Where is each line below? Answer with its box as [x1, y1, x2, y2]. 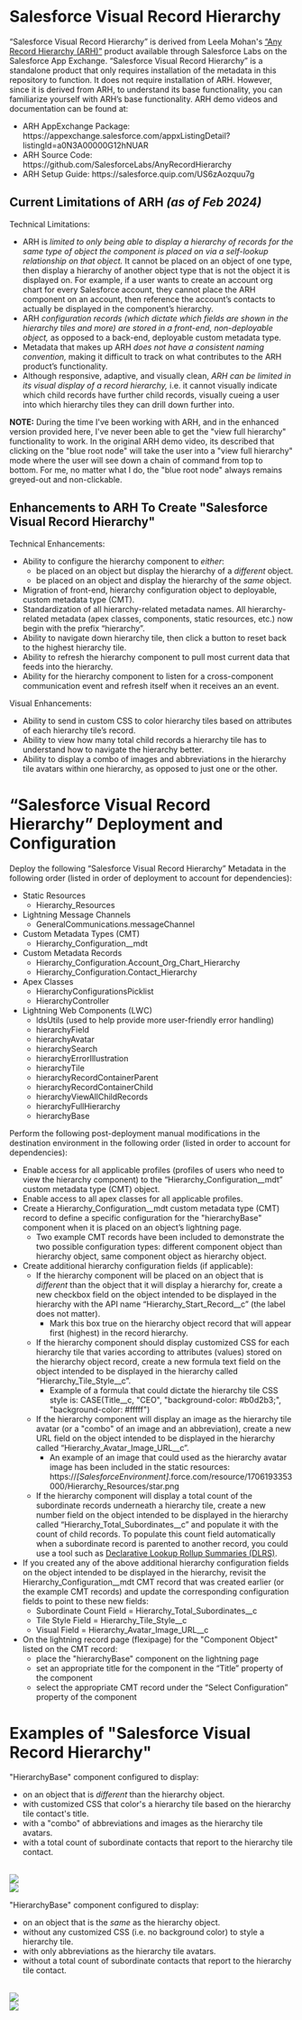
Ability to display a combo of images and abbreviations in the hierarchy [22, 753, 287, 764]
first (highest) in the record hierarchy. [49, 1327, 189, 1338]
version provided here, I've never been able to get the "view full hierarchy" [9, 426, 287, 436]
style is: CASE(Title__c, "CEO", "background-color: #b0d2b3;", [49, 1394, 282, 1405]
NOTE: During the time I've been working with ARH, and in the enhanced [9, 417, 279, 427]
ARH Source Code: [22, 149, 93, 160]
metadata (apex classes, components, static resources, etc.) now [50, 613, 294, 624]
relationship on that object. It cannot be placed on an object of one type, [22, 255, 293, 266]
